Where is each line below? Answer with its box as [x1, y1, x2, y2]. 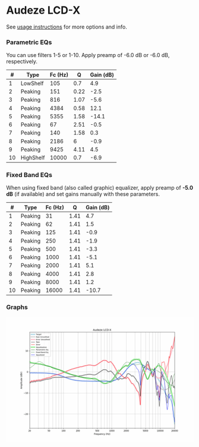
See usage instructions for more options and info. [6, 23, 128, 30]
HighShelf [20, 154, 45, 161]
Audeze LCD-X [6, 4, 81, 17]
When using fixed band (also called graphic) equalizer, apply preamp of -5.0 [6, 184, 194, 191]
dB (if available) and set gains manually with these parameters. [6, 191, 160, 198]
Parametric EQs [6, 38, 52, 46]
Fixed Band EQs [6, 171, 52, 179]
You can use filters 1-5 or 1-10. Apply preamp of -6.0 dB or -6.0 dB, [6, 52, 170, 59]
